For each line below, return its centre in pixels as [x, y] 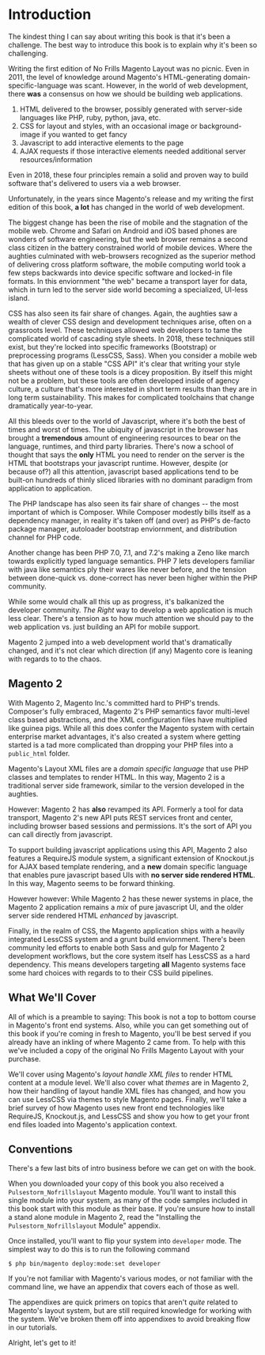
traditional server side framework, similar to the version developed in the [127, 785]
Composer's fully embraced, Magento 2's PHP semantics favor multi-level [129, 711]
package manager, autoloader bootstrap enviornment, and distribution [123, 528]
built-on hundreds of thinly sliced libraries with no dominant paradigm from [131, 479]
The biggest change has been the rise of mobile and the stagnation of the [128, 222]
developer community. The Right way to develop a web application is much [131, 610]
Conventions [41, 1149]
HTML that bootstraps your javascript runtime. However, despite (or [118, 463]
